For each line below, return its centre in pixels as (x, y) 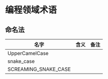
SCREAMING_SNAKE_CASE (39, 69)
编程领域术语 (31, 10)
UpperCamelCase (28, 53)
